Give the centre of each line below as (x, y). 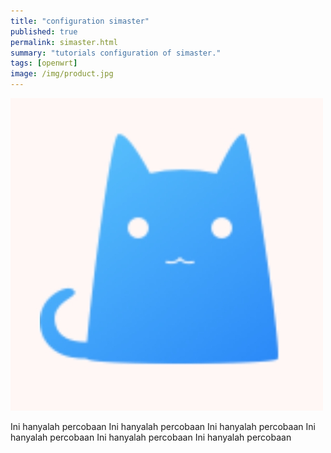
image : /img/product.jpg (62, 74)
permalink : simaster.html (64, 42)
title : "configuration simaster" (80, 21)
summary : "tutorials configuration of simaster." (116, 53)
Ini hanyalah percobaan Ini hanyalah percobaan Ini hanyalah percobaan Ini (163, 426)
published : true (44, 31)
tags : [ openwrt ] (44, 63)
